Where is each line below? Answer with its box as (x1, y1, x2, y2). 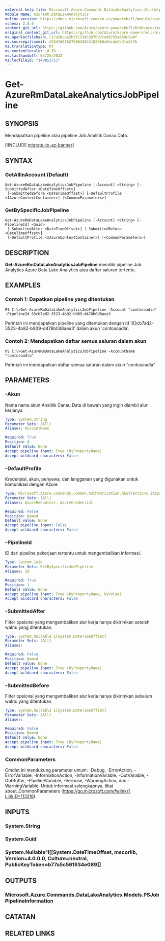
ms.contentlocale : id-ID (5, 48, 56, 53)
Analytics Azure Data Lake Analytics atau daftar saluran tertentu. (5, 267, 136, 273)
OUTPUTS (5, 876, 37, 885)
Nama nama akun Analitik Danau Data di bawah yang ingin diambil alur (5, 402, 148, 408)
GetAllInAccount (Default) (5, 171, 69, 178)
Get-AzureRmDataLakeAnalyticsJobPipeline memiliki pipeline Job (5, 262, 141, 268)
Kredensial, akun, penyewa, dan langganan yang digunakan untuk (5, 476, 138, 482)
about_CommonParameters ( (5, 788, 63, 794)
